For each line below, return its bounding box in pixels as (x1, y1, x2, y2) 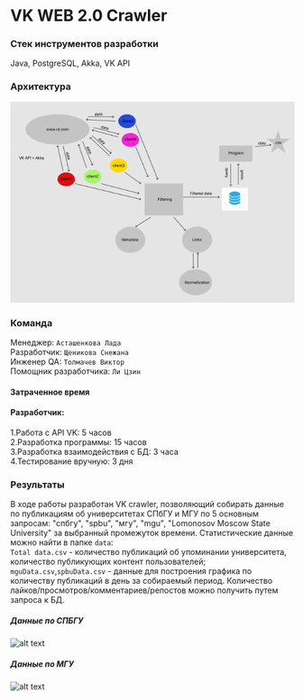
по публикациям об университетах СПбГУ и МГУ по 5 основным (10, 508, 260, 519)
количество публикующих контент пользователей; (10, 556, 207, 568)
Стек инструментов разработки (10, 38, 159, 50)
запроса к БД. (10, 595, 65, 605)
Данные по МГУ (10, 659, 75, 669)
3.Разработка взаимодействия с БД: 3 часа (10, 446, 179, 457)
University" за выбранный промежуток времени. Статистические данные (10, 528, 294, 539)
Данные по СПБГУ (10, 614, 84, 626)
